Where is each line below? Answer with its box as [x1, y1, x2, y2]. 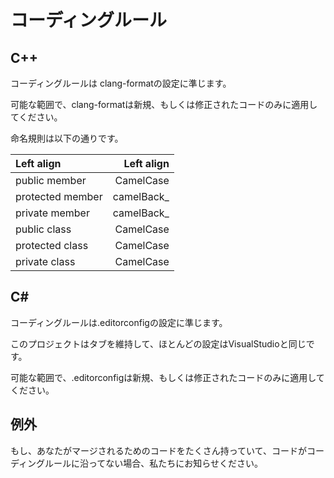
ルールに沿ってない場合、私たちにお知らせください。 [44, 457, 264, 469]
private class [15, 255, 76, 268]
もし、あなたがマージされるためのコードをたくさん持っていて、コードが [10, 444, 307, 456]
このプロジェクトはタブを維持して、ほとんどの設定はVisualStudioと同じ [10, 337, 307, 350]
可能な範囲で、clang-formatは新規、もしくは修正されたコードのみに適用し [10, 99, 318, 110]
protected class [15, 239, 89, 252]
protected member [15, 190, 103, 203]
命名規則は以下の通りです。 [10, 132, 124, 144]
